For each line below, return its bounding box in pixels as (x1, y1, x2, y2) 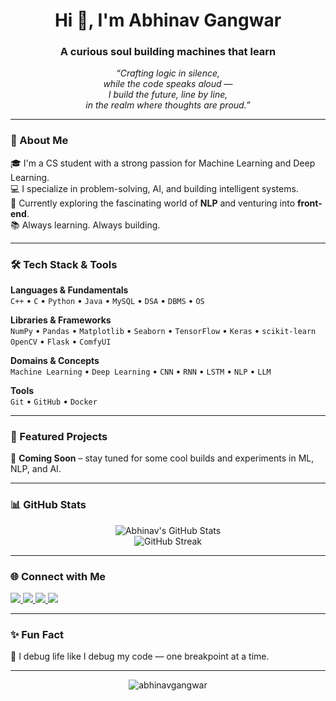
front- (297, 197, 323, 209)
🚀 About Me (10, 134, 69, 148)
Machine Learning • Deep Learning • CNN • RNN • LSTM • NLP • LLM (10, 365, 272, 378)
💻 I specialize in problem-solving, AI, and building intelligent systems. (10, 182, 299, 194)
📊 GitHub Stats (10, 498, 87, 512)
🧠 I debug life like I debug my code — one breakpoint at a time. (10, 650, 270, 663)
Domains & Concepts (10, 355, 100, 367)
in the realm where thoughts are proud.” (85, 99, 251, 111)
